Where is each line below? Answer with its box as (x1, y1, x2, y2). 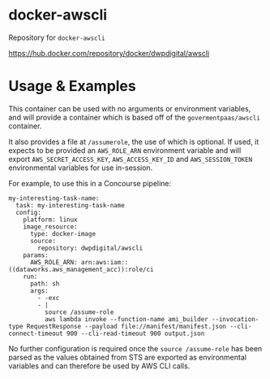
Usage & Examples (8, 77, 136, 95)
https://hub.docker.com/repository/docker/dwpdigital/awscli (8, 48, 210, 58)
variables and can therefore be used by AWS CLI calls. (8, 360, 191, 371)
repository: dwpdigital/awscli (37, 244, 144, 252)
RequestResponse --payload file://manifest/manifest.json (26, 322, 227, 330)
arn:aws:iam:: (80, 258, 129, 266)
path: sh (29, 279, 60, 288)
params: (23, 250, 49, 259)
